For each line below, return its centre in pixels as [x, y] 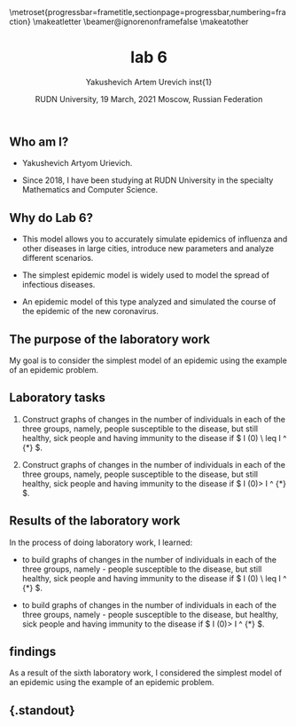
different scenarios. [58, 258]
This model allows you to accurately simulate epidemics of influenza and [155, 239]
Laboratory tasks [58, 398]
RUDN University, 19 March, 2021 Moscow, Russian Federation [149, 99]
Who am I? [39, 142]
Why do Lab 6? [51, 218]
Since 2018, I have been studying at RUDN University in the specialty [148, 180]
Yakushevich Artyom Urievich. [77, 163]
